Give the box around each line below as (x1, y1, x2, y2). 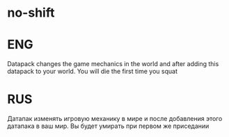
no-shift (7, 5, 55, 21)
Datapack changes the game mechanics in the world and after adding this (7, 60, 219, 68)
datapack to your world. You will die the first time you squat (7, 67, 178, 76)
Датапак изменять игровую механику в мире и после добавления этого (7, 115, 223, 123)
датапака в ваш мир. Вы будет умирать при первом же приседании (7, 122, 210, 130)
